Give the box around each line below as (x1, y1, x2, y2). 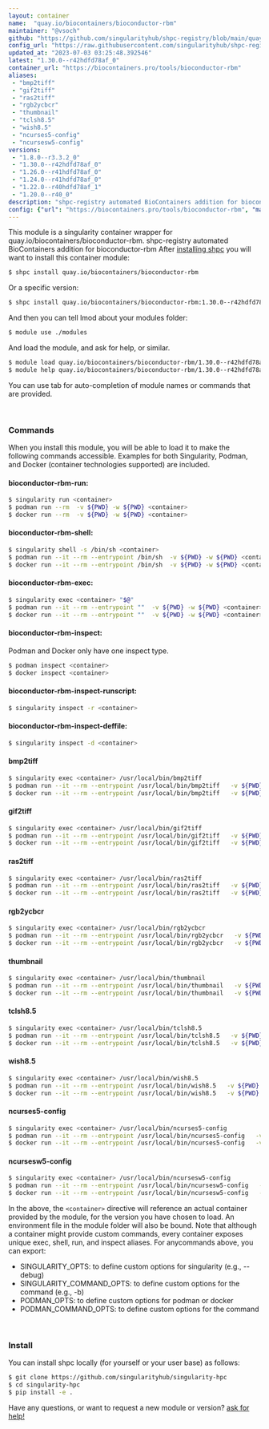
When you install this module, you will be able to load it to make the (8, 442, 231, 453)
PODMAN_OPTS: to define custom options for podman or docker (19, 1296, 234, 1306)
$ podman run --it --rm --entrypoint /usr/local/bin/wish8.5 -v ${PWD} (8, 1081, 260, 1090)
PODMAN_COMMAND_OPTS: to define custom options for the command (19, 1304, 259, 1314)
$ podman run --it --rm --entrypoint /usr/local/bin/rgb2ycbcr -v (8, 931, 242, 940)
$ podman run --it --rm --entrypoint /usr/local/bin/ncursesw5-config (8, 1181, 249, 1190)
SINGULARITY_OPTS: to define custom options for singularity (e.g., (19, 1261, 242, 1271)
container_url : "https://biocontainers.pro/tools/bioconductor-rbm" (8, 64, 242, 72)
